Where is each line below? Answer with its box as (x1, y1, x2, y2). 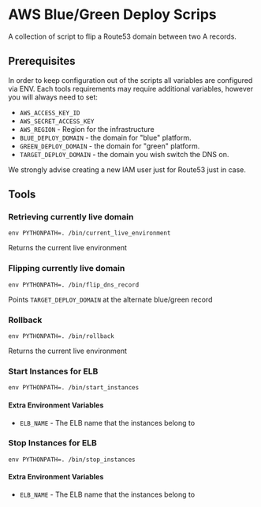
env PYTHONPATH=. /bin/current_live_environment (8, 229, 171, 238)
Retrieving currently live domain (8, 212, 134, 223)
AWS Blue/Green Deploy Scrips (8, 6, 217, 24)
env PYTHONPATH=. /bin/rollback (8, 332, 114, 340)
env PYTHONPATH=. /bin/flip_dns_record (8, 280, 140, 289)
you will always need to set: (8, 92, 99, 102)
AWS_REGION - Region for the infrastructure (19, 124, 155, 133)
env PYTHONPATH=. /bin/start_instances (8, 384, 140, 392)
